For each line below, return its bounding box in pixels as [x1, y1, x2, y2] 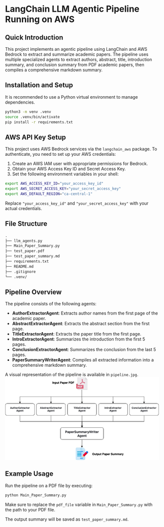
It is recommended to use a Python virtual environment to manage [5, 94, 138, 100]
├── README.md [5, 264, 34, 269]
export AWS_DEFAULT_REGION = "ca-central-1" [5, 191, 93, 196]
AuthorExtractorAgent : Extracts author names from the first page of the [12, 310, 158, 316]
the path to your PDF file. [5, 506, 55, 512]
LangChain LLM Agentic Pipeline [5, 3, 140, 15]
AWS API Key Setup [5, 133, 66, 141]
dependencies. [5, 99, 35, 105]
